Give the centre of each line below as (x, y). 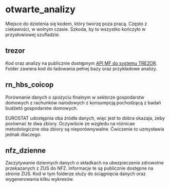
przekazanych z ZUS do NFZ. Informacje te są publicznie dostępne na (79, 169)
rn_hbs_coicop (30, 85)
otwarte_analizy (40, 10)
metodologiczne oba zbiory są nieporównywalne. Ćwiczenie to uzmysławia (85, 129)
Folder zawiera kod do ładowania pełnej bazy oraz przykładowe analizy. (81, 68)
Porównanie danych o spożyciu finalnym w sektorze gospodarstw (75, 97)
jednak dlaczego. (24, 134)
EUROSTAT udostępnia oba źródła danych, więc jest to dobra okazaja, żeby (85, 118)
